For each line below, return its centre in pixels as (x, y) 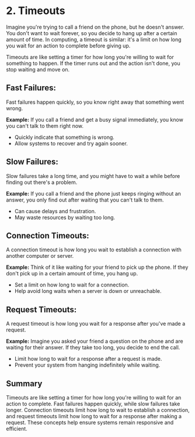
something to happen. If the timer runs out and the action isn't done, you (93, 63)
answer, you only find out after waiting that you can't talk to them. (85, 200)
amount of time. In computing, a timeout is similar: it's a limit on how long (94, 39)
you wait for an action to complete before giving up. (68, 46)
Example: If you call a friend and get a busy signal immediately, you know (95, 120)
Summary (24, 383)
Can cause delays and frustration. (55, 211)
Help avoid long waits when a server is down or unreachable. (88, 291)
